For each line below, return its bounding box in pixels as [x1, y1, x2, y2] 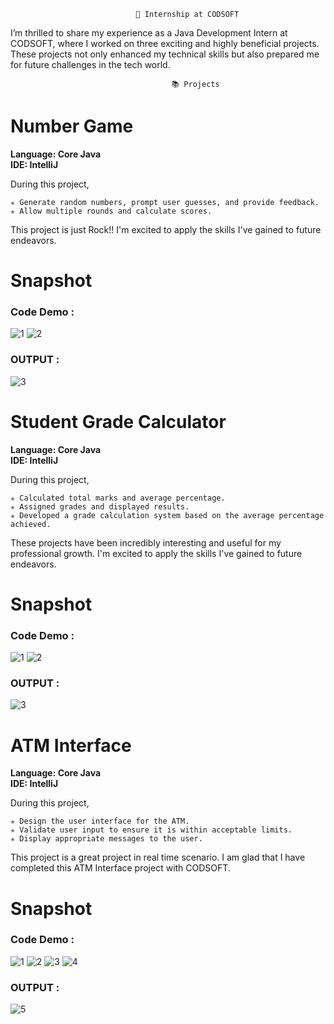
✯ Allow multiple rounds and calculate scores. [10, 206, 213, 216]
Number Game [10, 115, 134, 138]
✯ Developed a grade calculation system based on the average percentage [10, 510, 325, 520]
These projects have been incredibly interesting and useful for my [10, 536, 282, 549]
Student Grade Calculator [10, 410, 227, 433]
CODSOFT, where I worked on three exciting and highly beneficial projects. [10, 38, 320, 49]
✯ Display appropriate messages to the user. [10, 834, 203, 844]
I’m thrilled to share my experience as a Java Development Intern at [10, 27, 288, 39]
